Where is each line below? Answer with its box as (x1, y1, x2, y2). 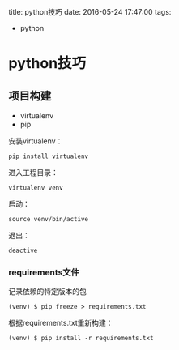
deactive (8, 246, 38, 254)
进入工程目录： (8, 168, 58, 177)
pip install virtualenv (8, 152, 89, 160)
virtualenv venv (8, 184, 63, 192)
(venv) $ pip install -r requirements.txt (8, 335, 154, 343)
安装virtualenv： (8, 136, 63, 146)
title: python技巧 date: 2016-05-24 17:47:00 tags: (8, 7, 172, 16)
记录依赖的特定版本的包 (8, 287, 87, 297)
